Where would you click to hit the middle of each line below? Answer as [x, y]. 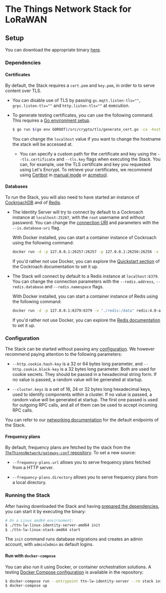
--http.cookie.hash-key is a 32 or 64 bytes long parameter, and [77, 364]
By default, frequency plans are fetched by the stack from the [68, 447]
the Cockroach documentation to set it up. [55, 267]
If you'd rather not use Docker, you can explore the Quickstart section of [86, 262]
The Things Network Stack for [68, 9]
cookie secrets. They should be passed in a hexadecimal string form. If [84, 375]
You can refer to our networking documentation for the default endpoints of [82, 420]
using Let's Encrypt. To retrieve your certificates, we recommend [86, 170]
